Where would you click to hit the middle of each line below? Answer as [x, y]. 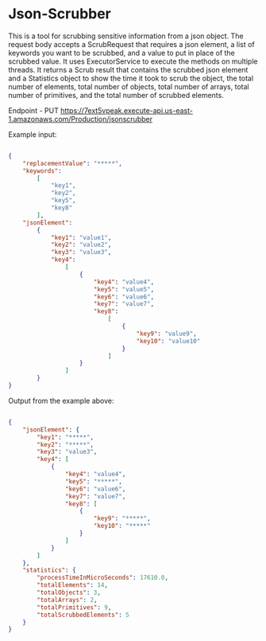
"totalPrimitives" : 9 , [74, 607]
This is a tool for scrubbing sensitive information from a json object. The [126, 36]
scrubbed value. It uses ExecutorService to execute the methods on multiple [133, 61]
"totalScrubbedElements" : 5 [83, 615]
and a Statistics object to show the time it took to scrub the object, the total [131, 78]
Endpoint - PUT [34, 110]
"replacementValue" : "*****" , [73, 163]
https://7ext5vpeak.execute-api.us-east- [127, 110]
